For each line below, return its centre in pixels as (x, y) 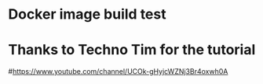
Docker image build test (87, 14)
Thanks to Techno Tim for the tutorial (132, 50)
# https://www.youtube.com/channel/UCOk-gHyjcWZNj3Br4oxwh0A (118, 72)
